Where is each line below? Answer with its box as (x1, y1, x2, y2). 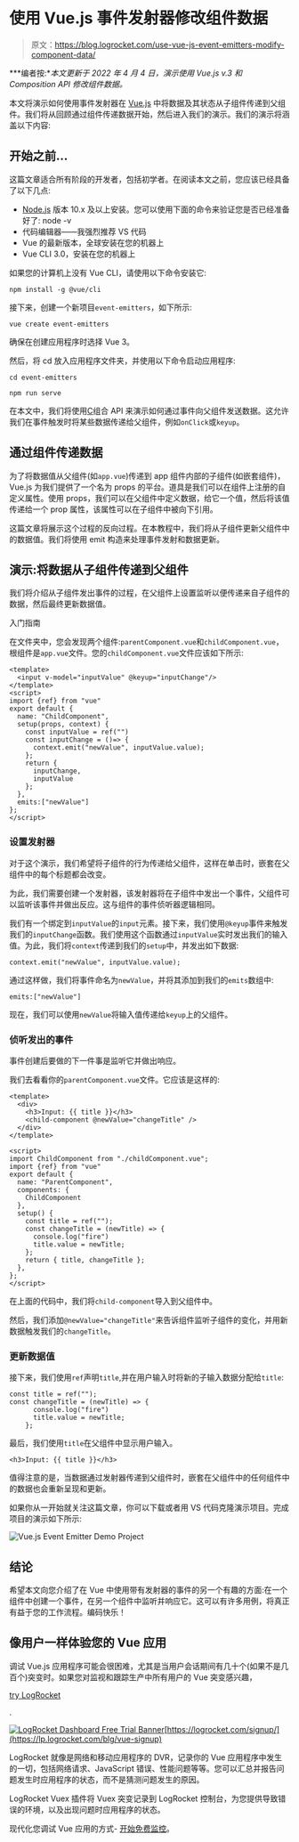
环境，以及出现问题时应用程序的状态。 (24, 1804, 166, 1814)
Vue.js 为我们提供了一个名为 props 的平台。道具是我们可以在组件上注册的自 (9, 482, 287, 492)
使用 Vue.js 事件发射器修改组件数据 (9, 8, 269, 28)
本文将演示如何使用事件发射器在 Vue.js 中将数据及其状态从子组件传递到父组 (9, 97, 287, 108)
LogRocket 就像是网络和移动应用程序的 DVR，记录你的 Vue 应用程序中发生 (9, 1751, 283, 1763)
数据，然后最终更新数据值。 (9, 598, 111, 610)
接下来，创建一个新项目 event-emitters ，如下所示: (9, 302, 193, 312)
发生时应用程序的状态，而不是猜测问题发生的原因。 (16, 1773, 205, 1785)
